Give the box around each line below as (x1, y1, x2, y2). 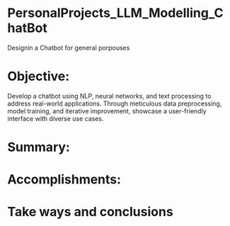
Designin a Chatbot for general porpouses (7, 43, 130, 52)
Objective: (7, 69, 70, 84)
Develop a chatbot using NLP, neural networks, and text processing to (7, 91, 212, 100)
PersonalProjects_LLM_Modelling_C (7, 5, 224, 21)
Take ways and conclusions (7, 204, 173, 220)
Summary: (7, 140, 71, 155)
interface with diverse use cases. (7, 114, 104, 123)
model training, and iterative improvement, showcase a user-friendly (7, 106, 207, 115)
